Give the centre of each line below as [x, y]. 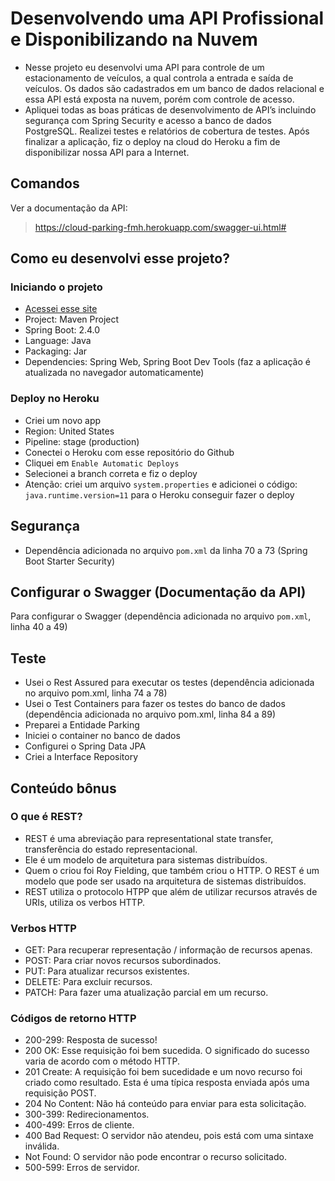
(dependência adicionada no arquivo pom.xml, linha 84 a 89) [150, 714]
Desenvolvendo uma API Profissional [167, 18]
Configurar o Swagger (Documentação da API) [158, 592]
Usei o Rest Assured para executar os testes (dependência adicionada [169, 683]
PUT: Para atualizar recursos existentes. [107, 971]
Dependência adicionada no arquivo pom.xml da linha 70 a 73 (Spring [166, 550]
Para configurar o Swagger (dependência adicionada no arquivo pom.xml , [161, 616]
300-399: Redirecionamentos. [87, 1114]
